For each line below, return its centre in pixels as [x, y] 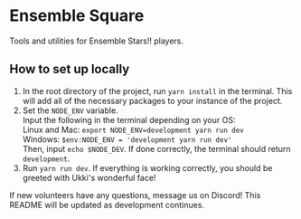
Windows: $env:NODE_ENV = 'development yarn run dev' [127, 139]
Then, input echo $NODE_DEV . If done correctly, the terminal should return [156, 148]
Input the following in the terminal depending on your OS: [129, 119]
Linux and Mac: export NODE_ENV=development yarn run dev [133, 129]
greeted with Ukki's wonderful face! [89, 177]
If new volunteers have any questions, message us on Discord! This [135, 195]
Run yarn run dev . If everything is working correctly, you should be [147, 167]
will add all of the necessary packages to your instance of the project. [152, 100]
